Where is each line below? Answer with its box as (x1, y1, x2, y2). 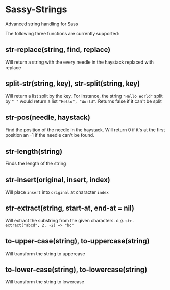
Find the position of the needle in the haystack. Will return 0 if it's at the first (5, 127, 165, 133)
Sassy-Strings (5, 4, 67, 15)
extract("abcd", (5, 223, 40, 228)
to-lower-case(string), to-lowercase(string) (5, 265, 148, 274)
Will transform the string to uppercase (5, 250, 85, 257)
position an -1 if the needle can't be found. (5, 132, 94, 138)
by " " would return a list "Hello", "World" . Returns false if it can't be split (5, 98, 162, 105)
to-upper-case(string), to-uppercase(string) (5, 237, 150, 245)
